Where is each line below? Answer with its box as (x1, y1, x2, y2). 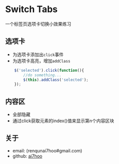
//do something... (23, 72, 62, 78)
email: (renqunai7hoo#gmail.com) (12, 147, 82, 153)
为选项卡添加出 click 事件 (12, 51, 64, 58)
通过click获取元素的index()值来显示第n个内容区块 (12, 118, 114, 124)
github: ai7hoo (12, 153, 43, 159)
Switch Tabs (5, 4, 58, 15)
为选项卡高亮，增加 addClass (12, 58, 71, 64)
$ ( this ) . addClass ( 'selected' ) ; (23, 77, 89, 82)
